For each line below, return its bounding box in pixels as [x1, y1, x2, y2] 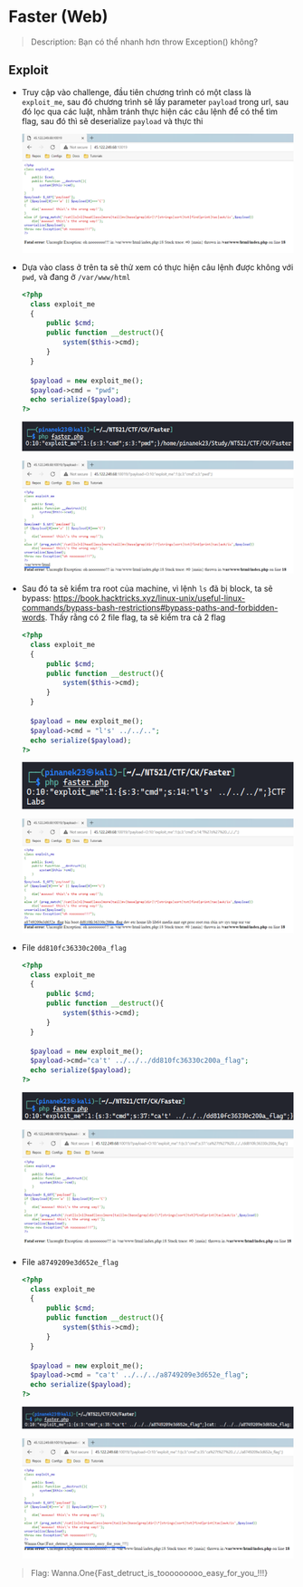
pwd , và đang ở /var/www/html [21, 271, 131, 282]
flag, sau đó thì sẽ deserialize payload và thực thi [21, 115, 204, 126]
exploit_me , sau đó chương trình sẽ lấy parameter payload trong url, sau [21, 96, 289, 107]
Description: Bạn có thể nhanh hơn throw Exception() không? [30, 36, 259, 47]
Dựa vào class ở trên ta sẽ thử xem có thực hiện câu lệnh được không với [21, 261, 294, 273]
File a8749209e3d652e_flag [21, 1256, 119, 1267]
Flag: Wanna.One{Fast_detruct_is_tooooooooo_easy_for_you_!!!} [30, 1567, 269, 1578]
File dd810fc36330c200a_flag [21, 942, 128, 953]
